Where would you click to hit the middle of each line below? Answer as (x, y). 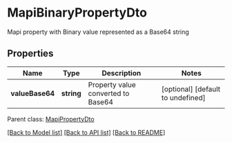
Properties (30, 54)
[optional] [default (191, 89)
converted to (109, 93)
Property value (112, 84)
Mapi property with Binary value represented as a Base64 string (98, 32)
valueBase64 (33, 93)
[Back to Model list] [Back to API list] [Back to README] (86, 132)
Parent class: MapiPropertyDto (51, 119)
